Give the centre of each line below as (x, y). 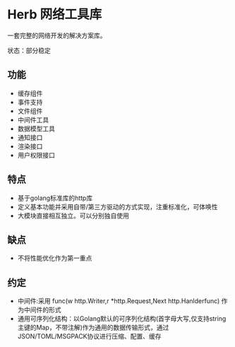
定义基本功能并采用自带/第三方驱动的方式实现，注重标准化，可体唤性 (117, 206)
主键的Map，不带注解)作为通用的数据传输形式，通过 (93, 328)
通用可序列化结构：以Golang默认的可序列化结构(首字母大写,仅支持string (122, 319)
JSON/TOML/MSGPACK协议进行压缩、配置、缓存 (89, 336)
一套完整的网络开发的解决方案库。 (57, 35)
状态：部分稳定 (29, 50)
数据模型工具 (36, 129)
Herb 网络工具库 (55, 14)
